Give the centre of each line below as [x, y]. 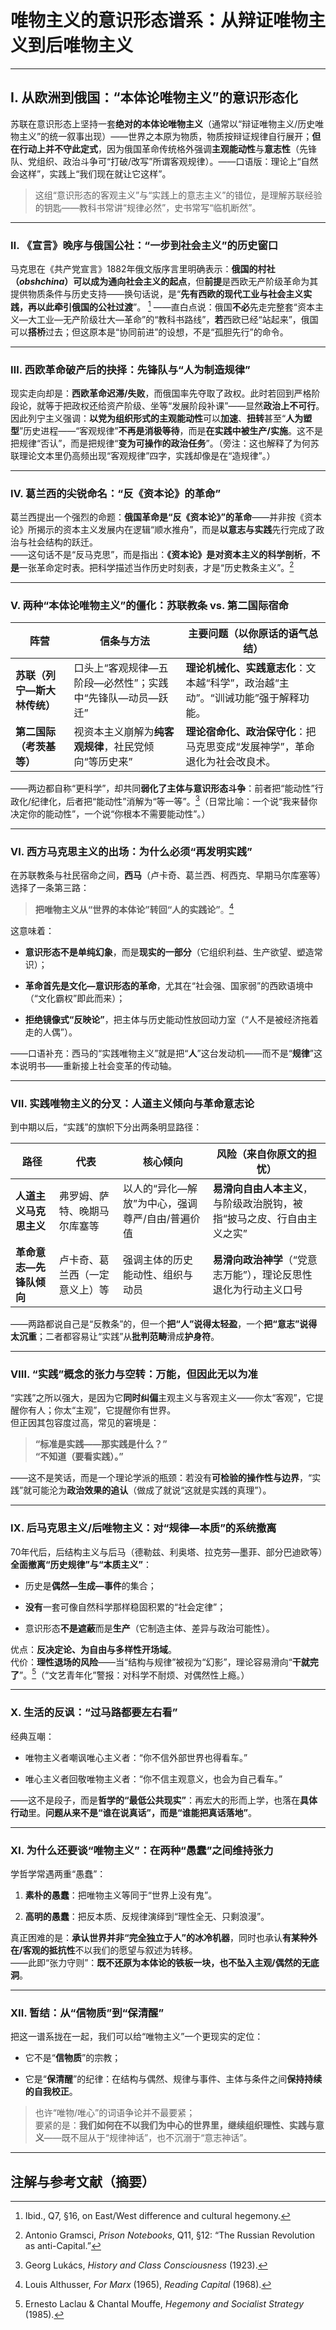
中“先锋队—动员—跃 [121, 698]
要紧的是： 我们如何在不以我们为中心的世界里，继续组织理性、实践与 [175, 2125]
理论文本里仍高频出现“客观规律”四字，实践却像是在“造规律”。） [147, 455]
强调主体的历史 [158, 1260]
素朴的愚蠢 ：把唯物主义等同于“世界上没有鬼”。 [121, 1895]
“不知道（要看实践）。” [79, 1457]
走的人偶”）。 [51, 1032]
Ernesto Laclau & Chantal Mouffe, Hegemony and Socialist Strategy [164, 2304]
